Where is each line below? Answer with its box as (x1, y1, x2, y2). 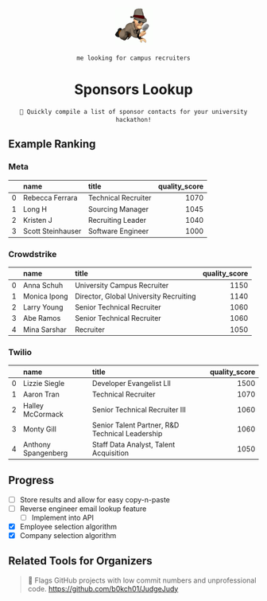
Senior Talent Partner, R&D (92, 420, 180, 430)
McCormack (23, 409, 64, 419)
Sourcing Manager (87, 204, 149, 213)
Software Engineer (87, 226, 149, 236)
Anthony (23, 440, 52, 450)
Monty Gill (23, 424, 57, 434)
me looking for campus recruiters (76, 54, 191, 62)
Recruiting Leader (87, 215, 147, 224)
